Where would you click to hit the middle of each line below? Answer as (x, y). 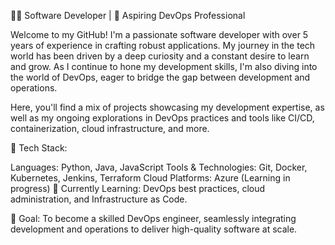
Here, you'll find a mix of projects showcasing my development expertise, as (167, 107)
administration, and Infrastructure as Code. (99, 199)
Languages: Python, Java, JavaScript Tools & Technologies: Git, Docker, (159, 167)
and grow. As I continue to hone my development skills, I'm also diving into (164, 66)
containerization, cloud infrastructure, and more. (110, 128)
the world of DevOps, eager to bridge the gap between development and (160, 77)
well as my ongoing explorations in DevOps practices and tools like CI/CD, (162, 118)
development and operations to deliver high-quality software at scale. (154, 229)
